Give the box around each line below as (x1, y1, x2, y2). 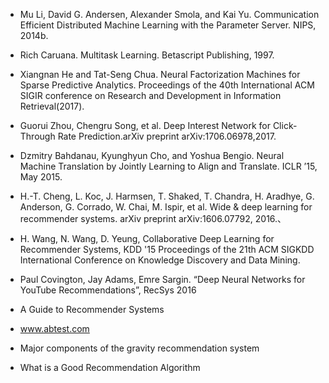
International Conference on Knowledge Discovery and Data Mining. (19, 254, 301, 266)
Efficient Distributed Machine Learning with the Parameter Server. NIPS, (19, 19, 317, 31)
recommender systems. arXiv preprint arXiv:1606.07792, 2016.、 (19, 213, 287, 224)
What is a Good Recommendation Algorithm (19, 362, 201, 373)
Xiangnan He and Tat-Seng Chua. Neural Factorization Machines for (19, 69, 301, 80)
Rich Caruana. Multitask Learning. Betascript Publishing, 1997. (19, 49, 275, 61)
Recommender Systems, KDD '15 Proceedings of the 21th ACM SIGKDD (19, 244, 315, 255)
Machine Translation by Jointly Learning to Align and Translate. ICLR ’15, (19, 160, 318, 172)
